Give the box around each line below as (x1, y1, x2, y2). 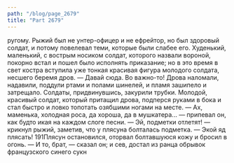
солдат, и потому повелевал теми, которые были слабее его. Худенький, (7, 43, 226, 52)
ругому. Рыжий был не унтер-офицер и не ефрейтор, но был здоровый (7, 36, 219, 44)
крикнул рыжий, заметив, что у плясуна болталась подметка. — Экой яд (7, 125, 226, 134)
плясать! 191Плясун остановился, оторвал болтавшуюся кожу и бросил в (7, 132, 228, 141)
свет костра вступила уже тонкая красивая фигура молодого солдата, (7, 66, 219, 74)
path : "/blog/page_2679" (7, 10, 80, 17)
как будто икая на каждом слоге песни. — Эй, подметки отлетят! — (7, 118, 211, 126)
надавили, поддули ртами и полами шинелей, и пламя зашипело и (7, 80, 207, 89)
